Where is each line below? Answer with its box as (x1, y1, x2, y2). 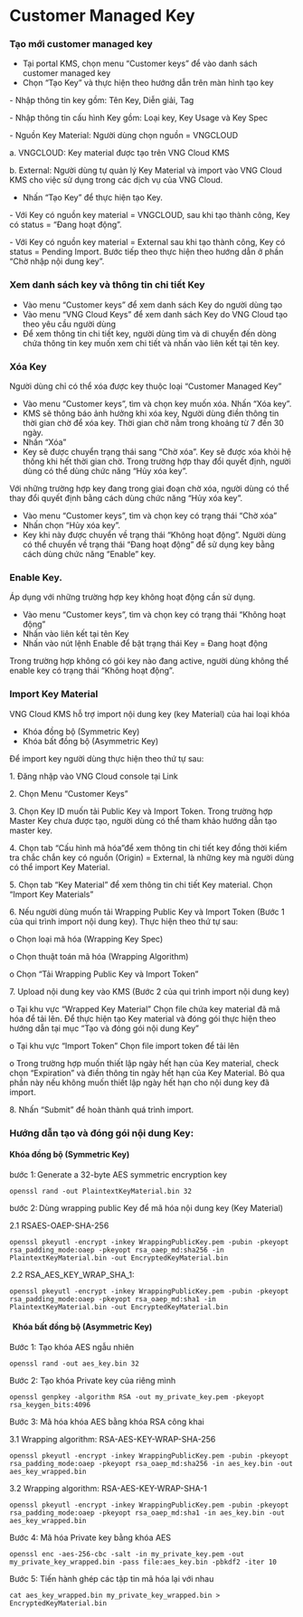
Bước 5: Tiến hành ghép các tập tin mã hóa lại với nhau (9, 1574, 214, 1584)
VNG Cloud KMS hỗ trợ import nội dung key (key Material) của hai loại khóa (9, 708, 290, 719)
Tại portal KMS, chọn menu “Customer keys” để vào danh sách (22, 58, 258, 69)
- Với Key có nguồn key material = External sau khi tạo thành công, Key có (9, 237, 286, 248)
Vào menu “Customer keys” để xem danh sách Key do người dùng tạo (22, 299, 283, 310)
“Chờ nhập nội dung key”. (9, 256, 105, 267)
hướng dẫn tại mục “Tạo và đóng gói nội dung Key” (9, 1023, 200, 1034)
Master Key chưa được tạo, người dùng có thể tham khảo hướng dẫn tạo (9, 815, 278, 826)
